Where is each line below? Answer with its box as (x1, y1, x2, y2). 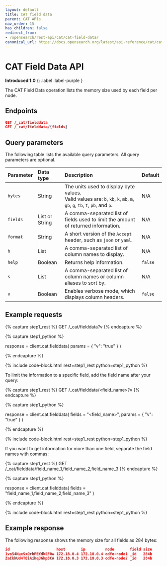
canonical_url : (5, 40, 37, 45)
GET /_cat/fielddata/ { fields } (5, 125, 68, 130)
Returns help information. (64, 259, 124, 266)
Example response (5, 524, 64, 532)
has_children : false (5, 26, 48, 31)
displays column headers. (64, 294, 125, 301)
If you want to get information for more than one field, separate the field (5, 445, 153, 451)
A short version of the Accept (64, 231, 132, 238)
